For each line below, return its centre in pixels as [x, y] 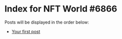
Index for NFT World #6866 [61, 9]
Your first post [26, 31]
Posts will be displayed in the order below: [47, 22]
